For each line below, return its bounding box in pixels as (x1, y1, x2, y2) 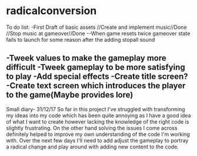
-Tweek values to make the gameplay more (6, 53, 166, 63)
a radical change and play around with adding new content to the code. (6, 143, 179, 150)
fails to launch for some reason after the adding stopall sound (6, 36, 155, 43)
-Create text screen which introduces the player (6, 81, 186, 91)
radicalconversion (6, 4, 97, 18)
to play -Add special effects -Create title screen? (6, 72, 188, 82)
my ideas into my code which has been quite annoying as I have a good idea (6, 112, 191, 119)
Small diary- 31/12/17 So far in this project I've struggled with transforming (6, 105, 185, 112)
